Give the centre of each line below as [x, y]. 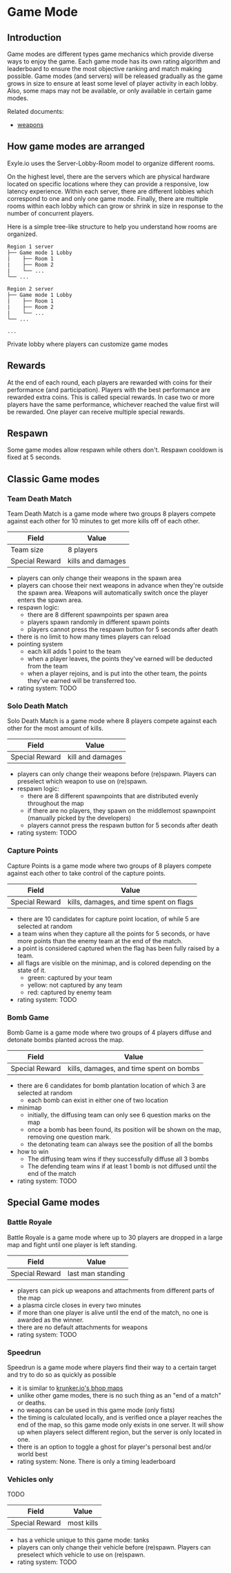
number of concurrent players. [51, 213]
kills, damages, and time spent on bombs [134, 1069]
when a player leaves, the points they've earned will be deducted [120, 659]
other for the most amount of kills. [55, 728]
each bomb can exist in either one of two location [98, 1100]
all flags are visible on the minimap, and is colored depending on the [114, 963]
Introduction [34, 38]
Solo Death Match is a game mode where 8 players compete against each [112, 721]
